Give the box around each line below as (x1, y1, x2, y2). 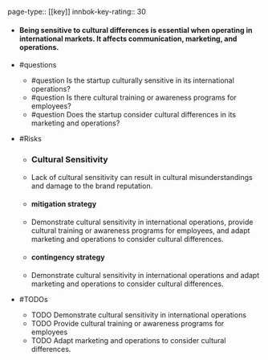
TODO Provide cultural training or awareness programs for (30, 318, 225, 328)
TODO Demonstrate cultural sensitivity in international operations (30, 309, 246, 320)
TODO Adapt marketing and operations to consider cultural (30, 335, 226, 345)
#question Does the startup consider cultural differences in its (30, 110, 237, 120)
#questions (18, 60, 57, 70)
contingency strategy (30, 252, 105, 262)
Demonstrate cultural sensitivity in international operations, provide (30, 217, 254, 227)
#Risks (18, 134, 42, 144)
